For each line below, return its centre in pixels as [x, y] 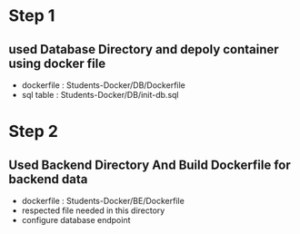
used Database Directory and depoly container [144, 49]
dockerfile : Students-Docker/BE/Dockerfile [103, 201]
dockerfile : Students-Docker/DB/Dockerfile [103, 85]
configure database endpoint [76, 220]
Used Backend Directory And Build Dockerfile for [150, 165]
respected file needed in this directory [93, 210]
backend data [48, 179]
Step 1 [32, 16]
